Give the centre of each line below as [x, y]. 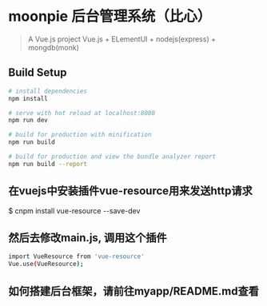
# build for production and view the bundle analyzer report [112, 157]
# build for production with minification [80, 135]
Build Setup [38, 73]
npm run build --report [48, 164]
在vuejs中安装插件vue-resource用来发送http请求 [131, 191]
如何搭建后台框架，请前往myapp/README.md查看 [134, 291]
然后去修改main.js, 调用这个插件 [88, 238]
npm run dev [28, 121]
